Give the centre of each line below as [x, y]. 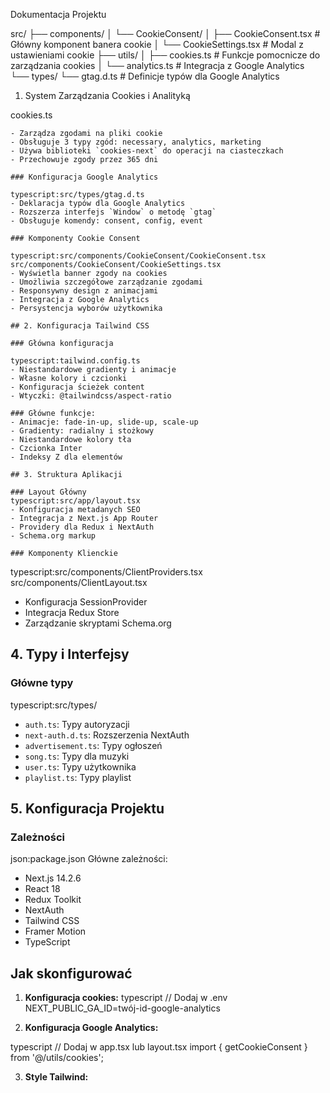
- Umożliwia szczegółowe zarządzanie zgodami [106, 282]
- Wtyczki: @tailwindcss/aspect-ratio [91, 396]
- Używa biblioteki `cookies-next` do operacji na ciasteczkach [147, 151]
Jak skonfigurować [71, 973]
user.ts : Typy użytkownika [80, 766]
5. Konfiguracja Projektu [87, 809]
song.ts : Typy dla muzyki [77, 756]
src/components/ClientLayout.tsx [79, 582]
